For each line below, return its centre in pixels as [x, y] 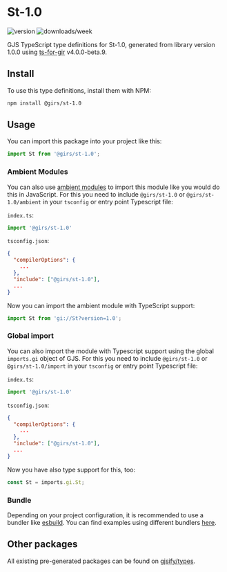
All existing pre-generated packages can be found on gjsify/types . [101, 561]
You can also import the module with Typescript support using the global [110, 351]
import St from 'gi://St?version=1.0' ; [65, 318]
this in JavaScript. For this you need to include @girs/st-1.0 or [96, 194]
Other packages [42, 544]
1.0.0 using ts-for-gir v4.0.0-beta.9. [57, 52]
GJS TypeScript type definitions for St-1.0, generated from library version [111, 44]
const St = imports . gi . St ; [46, 482]
